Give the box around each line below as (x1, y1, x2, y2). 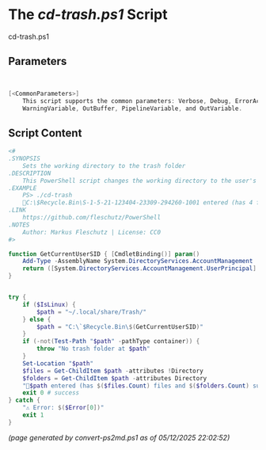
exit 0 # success (22, 389, 80, 397)
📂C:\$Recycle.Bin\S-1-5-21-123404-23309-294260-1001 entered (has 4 (22, 199, 253, 207)
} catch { (8, 396, 41, 405)
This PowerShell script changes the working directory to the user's (22, 177, 257, 185)
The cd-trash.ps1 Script (8, 6, 168, 24)
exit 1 (22, 411, 44, 419)
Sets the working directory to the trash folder (22, 162, 186, 170)
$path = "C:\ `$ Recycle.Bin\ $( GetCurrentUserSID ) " (36, 322, 203, 330)
